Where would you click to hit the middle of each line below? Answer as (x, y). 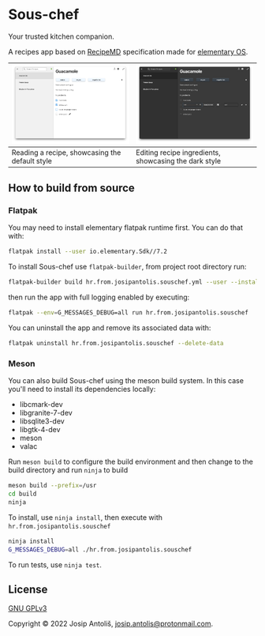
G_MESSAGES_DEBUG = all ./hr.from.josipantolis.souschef (100, 549)
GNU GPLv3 (28, 608)
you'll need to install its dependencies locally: (82, 390)
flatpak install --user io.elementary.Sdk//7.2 (88, 252)
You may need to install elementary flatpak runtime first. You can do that (125, 228)
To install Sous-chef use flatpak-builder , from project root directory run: (127, 267)
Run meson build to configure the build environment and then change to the (131, 462)
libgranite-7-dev (46, 413)
